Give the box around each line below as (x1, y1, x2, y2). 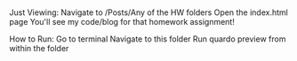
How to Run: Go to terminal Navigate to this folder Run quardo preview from (9, 34, 286, 44)
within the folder (9, 43, 69, 54)
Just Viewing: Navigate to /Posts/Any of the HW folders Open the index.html (9, 7, 289, 18)
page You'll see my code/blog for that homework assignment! (9, 17, 236, 27)
